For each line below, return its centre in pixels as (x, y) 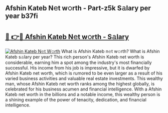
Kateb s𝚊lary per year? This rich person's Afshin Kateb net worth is (75, 57)
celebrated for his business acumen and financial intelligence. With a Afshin (83, 89)
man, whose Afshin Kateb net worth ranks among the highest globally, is (80, 84)
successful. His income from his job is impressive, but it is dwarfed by (77, 68)
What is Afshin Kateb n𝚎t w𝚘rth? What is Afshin (111, 51)
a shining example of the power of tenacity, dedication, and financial (76, 100)
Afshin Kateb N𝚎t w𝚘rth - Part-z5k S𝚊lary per (78, 8)
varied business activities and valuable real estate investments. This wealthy (84, 78)
